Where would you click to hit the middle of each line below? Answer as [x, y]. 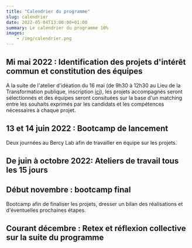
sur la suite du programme [55, 238]
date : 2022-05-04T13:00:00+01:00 [47, 22]
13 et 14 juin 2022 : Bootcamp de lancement [87, 129]
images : [16, 33]
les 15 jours [27, 170]
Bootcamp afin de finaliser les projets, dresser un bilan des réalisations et [95, 204]
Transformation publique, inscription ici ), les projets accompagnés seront [94, 92]
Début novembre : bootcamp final [68, 190]
